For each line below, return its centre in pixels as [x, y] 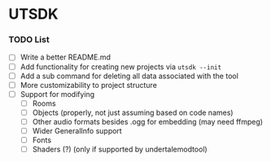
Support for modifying [57, 94]
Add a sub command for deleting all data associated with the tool [129, 76]
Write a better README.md [66, 57]
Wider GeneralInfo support [77, 130]
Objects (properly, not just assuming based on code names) [133, 112]
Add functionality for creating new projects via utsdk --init [121, 67]
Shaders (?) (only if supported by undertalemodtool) [120, 149]
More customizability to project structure [88, 85]
